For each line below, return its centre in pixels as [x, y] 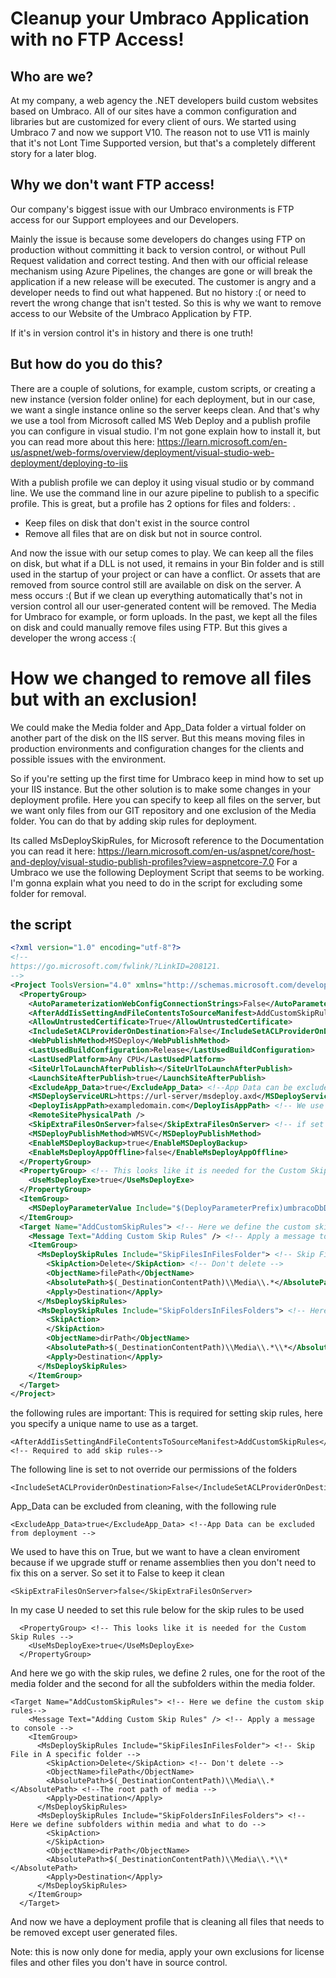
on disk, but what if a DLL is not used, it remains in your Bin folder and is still [167, 563]
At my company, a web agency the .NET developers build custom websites [164, 100]
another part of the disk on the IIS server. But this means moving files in [158, 738]
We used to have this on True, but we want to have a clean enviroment [155, 1552]
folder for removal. [48, 893]
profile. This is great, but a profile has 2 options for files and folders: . [153, 503]
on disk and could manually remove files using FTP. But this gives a [149, 627]
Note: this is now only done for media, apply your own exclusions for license [167, 1952]
